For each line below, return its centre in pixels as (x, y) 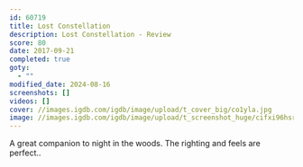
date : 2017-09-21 (42, 51)
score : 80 (28, 43)
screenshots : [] (40, 92)
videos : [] (30, 101)
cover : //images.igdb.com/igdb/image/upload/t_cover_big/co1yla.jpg (141, 110)
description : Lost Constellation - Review (90, 34)
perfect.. (25, 153)
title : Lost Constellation (60, 26)
